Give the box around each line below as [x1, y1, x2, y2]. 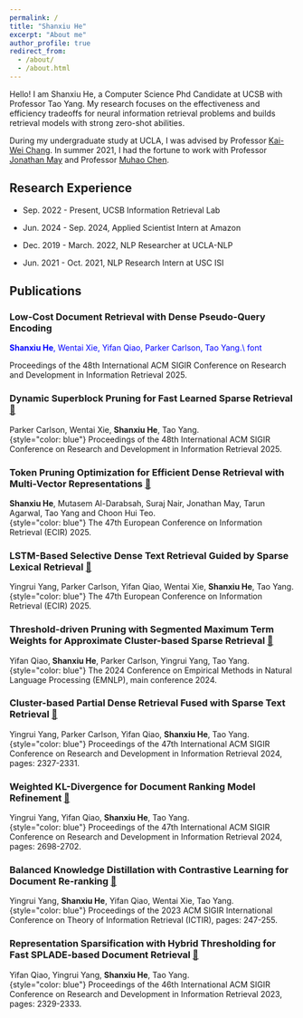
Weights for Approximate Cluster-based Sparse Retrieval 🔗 [9, 635, 274, 648]
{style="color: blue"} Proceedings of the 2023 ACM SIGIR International [9, 905, 273, 916]
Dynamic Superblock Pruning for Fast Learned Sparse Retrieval [9, 392, 294, 405]
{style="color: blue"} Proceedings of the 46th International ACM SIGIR [9, 979, 271, 990]
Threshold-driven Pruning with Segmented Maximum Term [9, 623, 274, 636]
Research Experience [9, 180, 133, 196]
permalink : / [9, 13, 59, 23]
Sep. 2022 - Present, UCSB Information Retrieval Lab [22, 205, 221, 216]
